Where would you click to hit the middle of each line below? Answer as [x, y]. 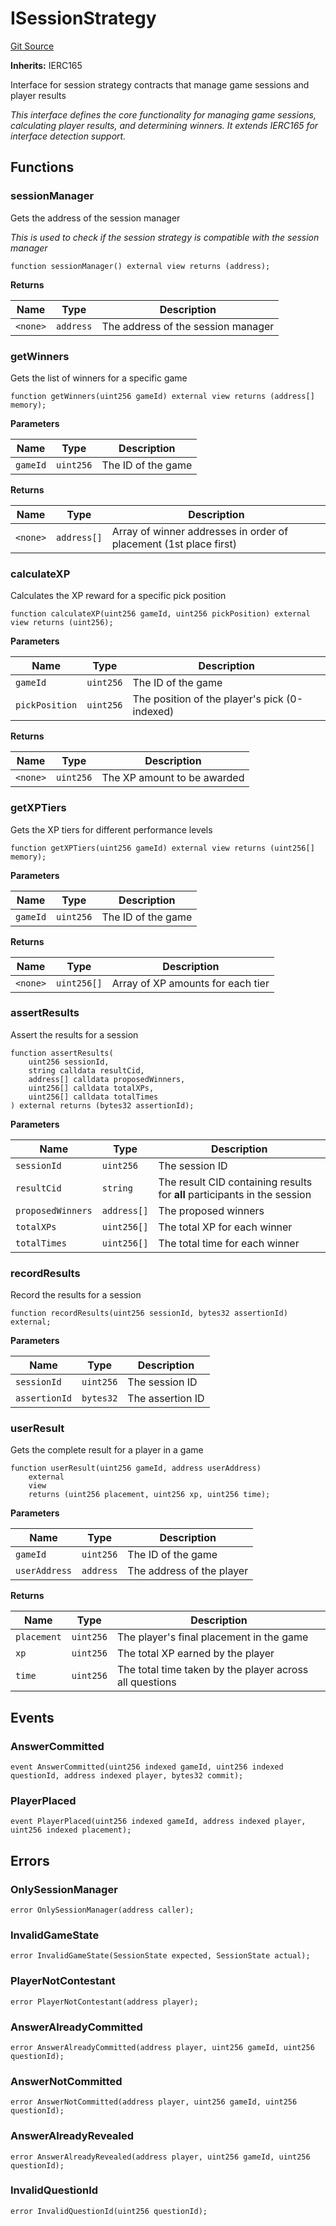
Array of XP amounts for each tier [190, 983]
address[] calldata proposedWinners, [107, 1079]
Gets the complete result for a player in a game [107, 1450]
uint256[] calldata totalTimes [93, 1097]
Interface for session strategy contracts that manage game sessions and [160, 84]
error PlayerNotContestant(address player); [104, 2002]
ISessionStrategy [83, 18]
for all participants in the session [235, 1194]
